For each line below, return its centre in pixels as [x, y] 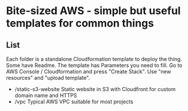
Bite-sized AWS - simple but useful [93, 11]
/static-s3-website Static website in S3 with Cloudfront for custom [95, 89]
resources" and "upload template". [48, 78]
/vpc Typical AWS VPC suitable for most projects [74, 102]
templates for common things [80, 23]
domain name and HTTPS [46, 95]
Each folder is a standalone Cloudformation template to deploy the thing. [94, 59]
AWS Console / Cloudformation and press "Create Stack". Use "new [89, 71]
